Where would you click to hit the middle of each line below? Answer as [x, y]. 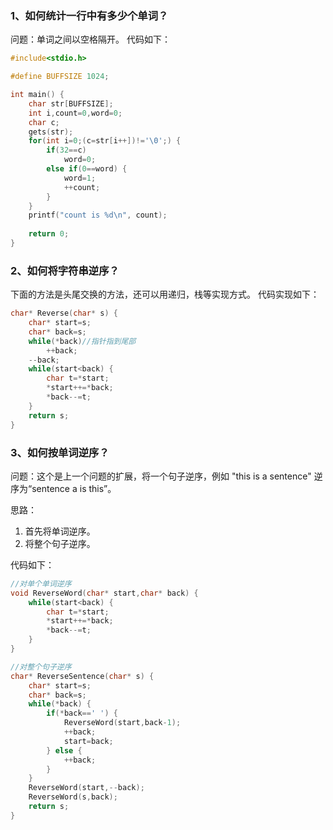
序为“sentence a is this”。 [63, 488]
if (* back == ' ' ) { [82, 713]
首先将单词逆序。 [60, 531]
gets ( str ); [51, 132]
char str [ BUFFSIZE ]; [71, 103]
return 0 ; [49, 234]
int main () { [37, 95]
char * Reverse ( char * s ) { [64, 313]
